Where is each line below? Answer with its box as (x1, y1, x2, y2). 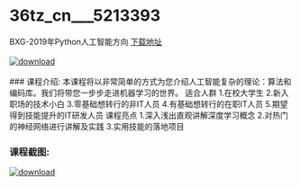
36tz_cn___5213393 (9, 5, 161, 26)
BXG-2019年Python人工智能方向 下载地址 (9, 36, 162, 47)
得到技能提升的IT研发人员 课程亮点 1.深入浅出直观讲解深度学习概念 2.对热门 (9, 110, 288, 120)
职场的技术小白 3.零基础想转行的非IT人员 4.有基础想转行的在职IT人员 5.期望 (9, 98, 288, 109)
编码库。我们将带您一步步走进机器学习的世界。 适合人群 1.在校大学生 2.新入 (9, 87, 290, 98)
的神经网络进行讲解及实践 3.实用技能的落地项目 (9, 120, 185, 131)
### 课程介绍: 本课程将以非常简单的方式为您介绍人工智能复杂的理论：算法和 (9, 75, 292, 86)
